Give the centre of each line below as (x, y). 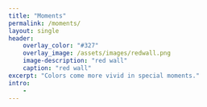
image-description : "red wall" (75, 61)
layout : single (34, 31)
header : (21, 38)
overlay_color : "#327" (61, 46)
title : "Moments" (37, 16)
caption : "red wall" (57, 68)
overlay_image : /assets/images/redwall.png (97, 53)
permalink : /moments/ (45, 23)
